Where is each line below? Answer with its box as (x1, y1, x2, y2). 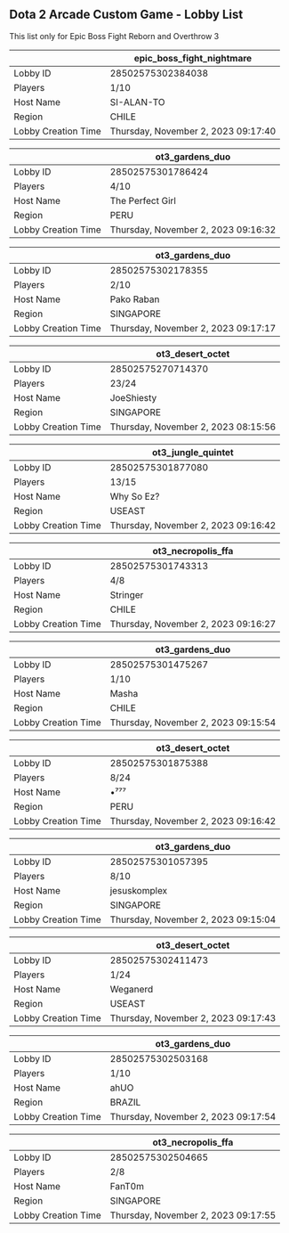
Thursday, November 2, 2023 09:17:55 (109, 1209, 277, 1221)
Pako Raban (109, 293, 160, 306)
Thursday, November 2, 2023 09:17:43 (109, 1011, 277, 1024)
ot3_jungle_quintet (152, 445, 234, 458)
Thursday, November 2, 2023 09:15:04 (109, 913, 277, 926)
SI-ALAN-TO (109, 95, 165, 108)
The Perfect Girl (109, 194, 176, 207)
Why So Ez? (109, 490, 160, 502)
